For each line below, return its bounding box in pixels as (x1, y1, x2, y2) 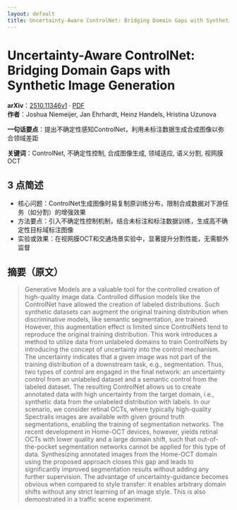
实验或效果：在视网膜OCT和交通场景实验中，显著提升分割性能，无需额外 (17, 234, 229, 243)
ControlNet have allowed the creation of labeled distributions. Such (24, 300, 220, 309)
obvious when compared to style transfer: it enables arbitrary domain (24, 480, 226, 489)
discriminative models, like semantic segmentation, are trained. (24, 315, 208, 324)
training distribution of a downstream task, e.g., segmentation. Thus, (24, 360, 224, 369)
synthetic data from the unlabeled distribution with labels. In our (24, 398, 210, 406)
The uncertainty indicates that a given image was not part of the (24, 353, 212, 361)
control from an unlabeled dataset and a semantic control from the (24, 375, 218, 384)
